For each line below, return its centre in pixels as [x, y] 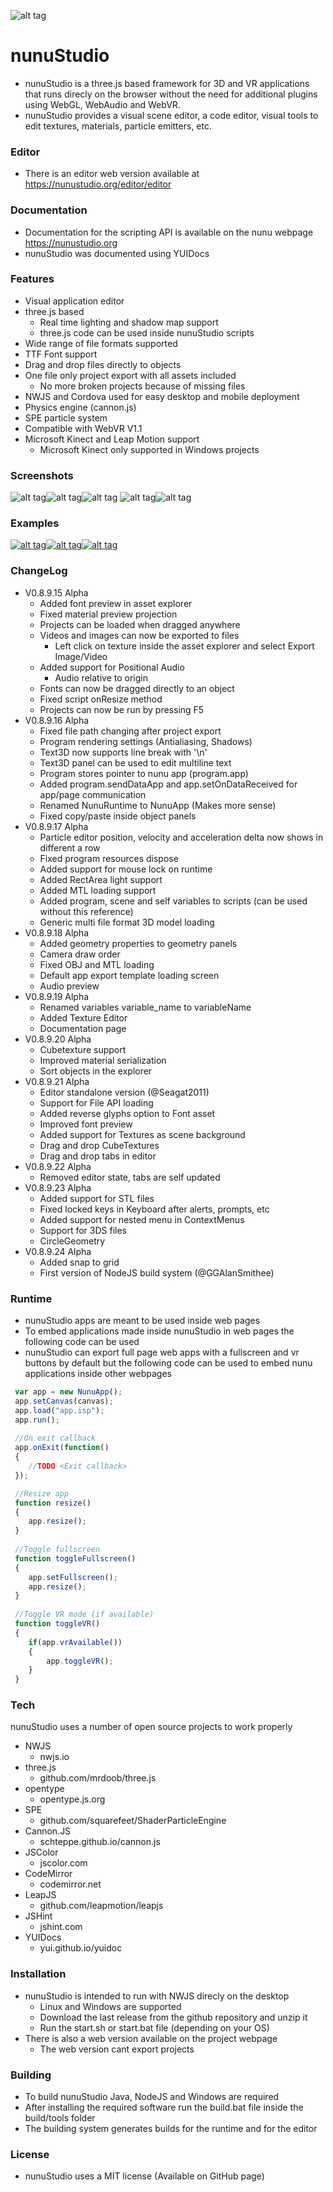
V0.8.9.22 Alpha [58, 1166]
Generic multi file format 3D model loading [127, 922]
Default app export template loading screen [129, 975]
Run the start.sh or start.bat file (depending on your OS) [154, 2027]
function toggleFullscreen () [75, 1558]
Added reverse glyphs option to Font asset [127, 1113]
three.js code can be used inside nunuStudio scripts [147, 332]
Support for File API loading [96, 1102]
